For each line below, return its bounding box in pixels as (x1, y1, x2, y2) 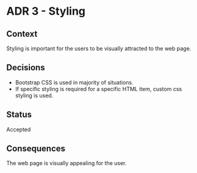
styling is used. (15, 92, 54, 99)
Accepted (6, 125, 31, 133)
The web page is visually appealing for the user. (6, 160, 127, 167)
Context (6, 29, 38, 39)
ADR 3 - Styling (6, 4, 86, 18)
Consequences (6, 144, 66, 154)
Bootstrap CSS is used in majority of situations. (15, 78, 134, 86)
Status (6, 109, 32, 120)
